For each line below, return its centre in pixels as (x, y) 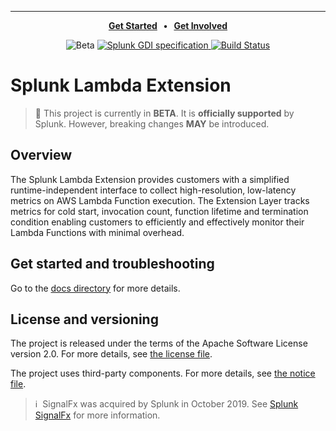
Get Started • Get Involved (168, 25)
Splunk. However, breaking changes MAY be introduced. (152, 123)
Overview (41, 155)
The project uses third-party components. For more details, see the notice (163, 373)
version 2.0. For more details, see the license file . (111, 354)
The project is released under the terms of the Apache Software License (159, 343)
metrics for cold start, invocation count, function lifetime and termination (159, 211)
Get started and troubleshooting (112, 264)
